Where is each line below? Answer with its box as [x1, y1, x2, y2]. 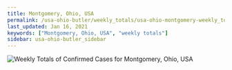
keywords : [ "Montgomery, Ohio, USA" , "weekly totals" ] [7, 29, 168, 37]
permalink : [7, 17, 39, 24]
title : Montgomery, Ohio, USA [7, 10, 95, 17]
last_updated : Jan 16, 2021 [7, 23, 88, 30]
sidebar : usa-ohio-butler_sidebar [7, 36, 107, 43]
